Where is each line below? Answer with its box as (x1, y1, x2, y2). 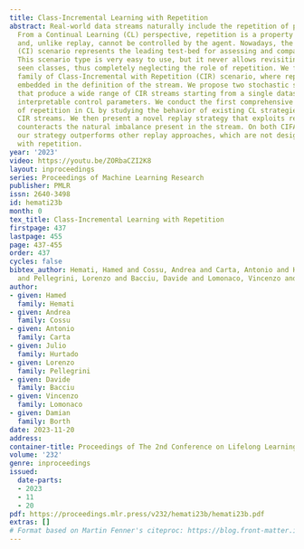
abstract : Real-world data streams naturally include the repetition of (9, 22, 290, 31)
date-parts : (17, 476, 63, 485)
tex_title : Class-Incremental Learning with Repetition (9, 214, 224, 224)
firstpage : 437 (9, 223, 67, 232)
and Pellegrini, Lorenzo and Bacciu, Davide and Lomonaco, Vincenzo (17, 274, 281, 283)
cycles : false (9, 257, 63, 267)
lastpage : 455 (9, 232, 63, 241)
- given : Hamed (9, 290, 67, 299)
